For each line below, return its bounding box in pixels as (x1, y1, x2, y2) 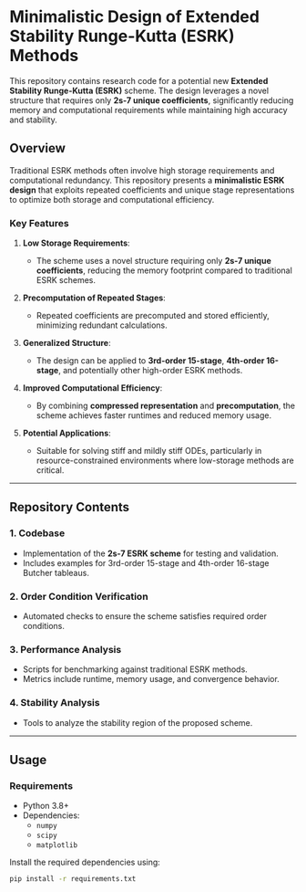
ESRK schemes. (36, 275, 97, 286)
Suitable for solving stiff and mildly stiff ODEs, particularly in (36, 446, 262, 456)
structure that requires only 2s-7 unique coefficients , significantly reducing (9, 94, 294, 106)
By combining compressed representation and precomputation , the (36, 400, 296, 412)
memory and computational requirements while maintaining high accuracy (9, 104, 289, 115)
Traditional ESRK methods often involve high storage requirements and (9, 164, 275, 175)
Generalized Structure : (22, 338, 111, 349)
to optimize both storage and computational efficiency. (9, 194, 215, 205)
